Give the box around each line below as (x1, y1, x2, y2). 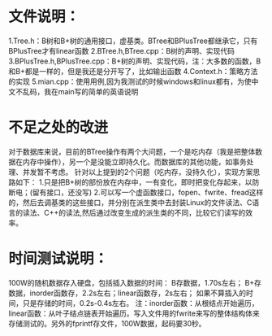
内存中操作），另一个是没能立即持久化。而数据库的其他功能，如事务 (22, 156, 247, 167)
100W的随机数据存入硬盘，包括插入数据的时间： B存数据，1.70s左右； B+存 (8, 277, 262, 287)
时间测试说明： (8, 250, 109, 268)
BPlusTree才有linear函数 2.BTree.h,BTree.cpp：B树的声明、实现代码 (8, 46, 235, 55)
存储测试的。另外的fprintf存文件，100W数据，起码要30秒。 (8, 318, 206, 328)
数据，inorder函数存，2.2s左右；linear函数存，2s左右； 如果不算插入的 (8, 288, 246, 298)
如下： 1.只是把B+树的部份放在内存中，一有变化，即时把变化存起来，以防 (15, 177, 260, 187)
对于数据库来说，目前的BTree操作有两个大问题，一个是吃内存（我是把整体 (8, 146, 256, 156)
